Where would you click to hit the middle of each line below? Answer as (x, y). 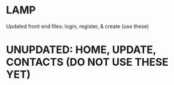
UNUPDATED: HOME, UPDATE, (81, 50)
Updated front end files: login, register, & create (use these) (78, 26)
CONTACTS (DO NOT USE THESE (87, 62)
